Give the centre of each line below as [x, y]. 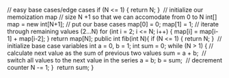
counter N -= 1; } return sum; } [51, 67]
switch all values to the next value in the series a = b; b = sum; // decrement [115, 60]
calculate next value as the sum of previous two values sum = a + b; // [107, 53]
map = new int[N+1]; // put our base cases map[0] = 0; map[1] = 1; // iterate [113, 24]
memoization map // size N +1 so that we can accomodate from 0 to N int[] [112, 17]
